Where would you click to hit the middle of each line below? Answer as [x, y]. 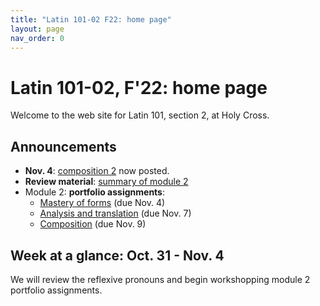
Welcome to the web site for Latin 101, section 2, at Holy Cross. [140, 115]
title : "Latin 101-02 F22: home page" [91, 19]
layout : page [37, 29]
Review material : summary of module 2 [106, 182]
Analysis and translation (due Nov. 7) [115, 213]
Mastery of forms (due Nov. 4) [102, 203]
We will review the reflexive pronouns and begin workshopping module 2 [160, 279]
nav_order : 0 [37, 38]
